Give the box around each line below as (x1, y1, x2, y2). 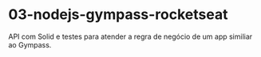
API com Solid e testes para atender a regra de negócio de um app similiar (8, 32, 253, 41)
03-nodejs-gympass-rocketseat (8, 6, 228, 24)
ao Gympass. (8, 40, 52, 49)
